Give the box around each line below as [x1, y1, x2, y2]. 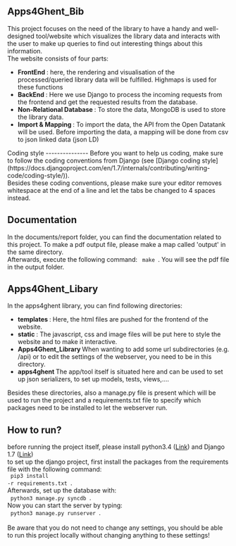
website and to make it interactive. [17, 338, 118, 346]
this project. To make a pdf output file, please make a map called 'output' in [7, 240, 226, 248]
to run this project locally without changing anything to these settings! [7, 531, 210, 540]
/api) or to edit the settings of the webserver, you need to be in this [17, 353, 212, 361]
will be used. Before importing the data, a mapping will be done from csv [17, 127, 229, 136]
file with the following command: [7, 465, 102, 474]
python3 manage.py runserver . [10, 509, 101, 517]
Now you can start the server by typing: [7, 501, 123, 509]
